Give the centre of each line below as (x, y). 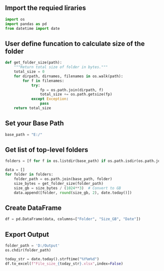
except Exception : (50, 99)
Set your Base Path (35, 124)
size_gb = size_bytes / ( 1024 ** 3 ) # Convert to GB (67, 188)
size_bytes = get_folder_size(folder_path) (59, 183)
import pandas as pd (26, 24)
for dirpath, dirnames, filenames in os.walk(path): (69, 76)
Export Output (27, 234)
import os (15, 19)
